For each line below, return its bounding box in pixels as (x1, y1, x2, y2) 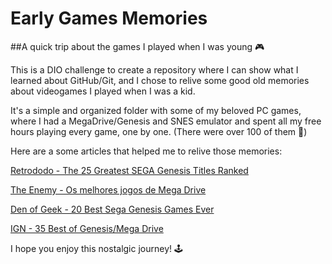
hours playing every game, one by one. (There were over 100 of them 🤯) (10, 125, 308, 137)
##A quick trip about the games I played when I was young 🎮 (10, 40, 265, 52)
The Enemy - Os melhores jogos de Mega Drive (10, 183, 207, 196)
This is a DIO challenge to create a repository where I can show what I (10, 63, 299, 76)
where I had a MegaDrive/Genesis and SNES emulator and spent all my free (10, 115, 322, 127)
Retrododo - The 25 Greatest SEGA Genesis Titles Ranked (10, 164, 249, 176)
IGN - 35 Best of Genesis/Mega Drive (10, 222, 164, 234)
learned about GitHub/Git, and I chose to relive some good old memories (10, 74, 310, 86)
